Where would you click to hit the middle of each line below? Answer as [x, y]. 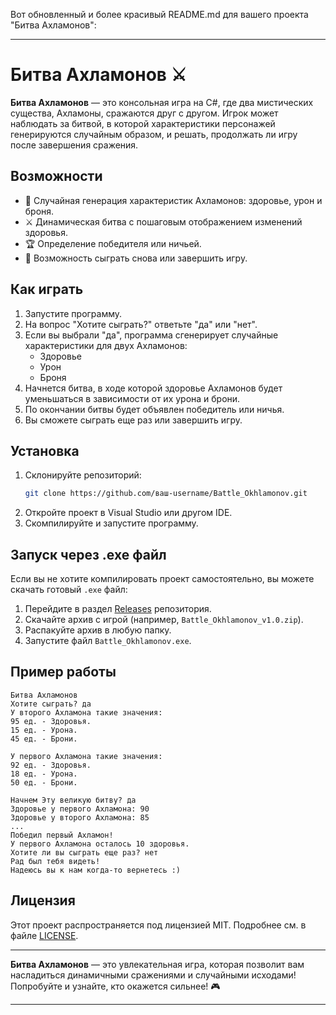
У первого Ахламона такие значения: [86, 756]
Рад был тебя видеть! [55, 861]
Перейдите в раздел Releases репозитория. [118, 609]
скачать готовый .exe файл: [69, 590]
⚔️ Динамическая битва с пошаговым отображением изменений [163, 221]
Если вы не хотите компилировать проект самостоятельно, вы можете [162, 579]
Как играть [47, 289]
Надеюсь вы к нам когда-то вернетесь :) [96, 870]
